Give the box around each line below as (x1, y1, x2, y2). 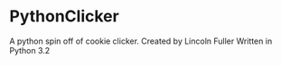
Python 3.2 (9, 45, 51, 55)
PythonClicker (9, 6, 119, 27)
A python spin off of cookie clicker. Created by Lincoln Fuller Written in (9, 36, 273, 46)
